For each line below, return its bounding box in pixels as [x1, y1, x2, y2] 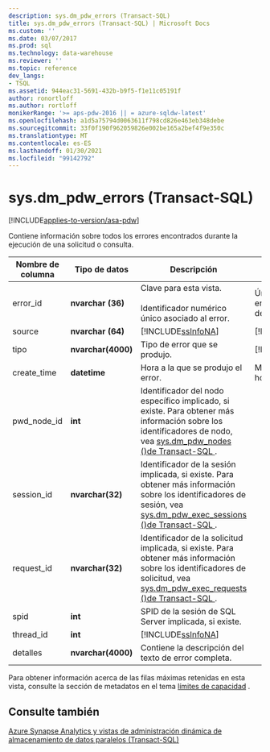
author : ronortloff [8, 94, 74, 102]
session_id [12, 489, 53, 501]
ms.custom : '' [8, 27, 56, 35]
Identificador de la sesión [140, 459, 236, 470]
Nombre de [15, 259, 59, 270]
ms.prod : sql [8, 42, 52, 50]
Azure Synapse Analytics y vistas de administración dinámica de [8, 726, 223, 736]
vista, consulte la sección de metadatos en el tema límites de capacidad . [8, 682, 251, 692]
